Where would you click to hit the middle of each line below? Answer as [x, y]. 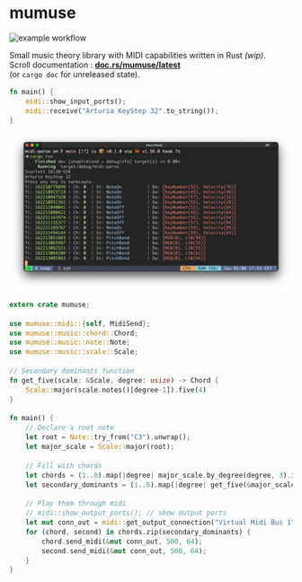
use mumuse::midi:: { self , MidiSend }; [80, 323]
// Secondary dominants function [72, 371]
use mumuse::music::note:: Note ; [70, 343]
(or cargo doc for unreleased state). [75, 74]
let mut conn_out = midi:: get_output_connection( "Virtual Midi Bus [154, 523]
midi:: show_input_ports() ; [76, 101]
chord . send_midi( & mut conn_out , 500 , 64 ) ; [122, 542]
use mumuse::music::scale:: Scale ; [74, 352]
